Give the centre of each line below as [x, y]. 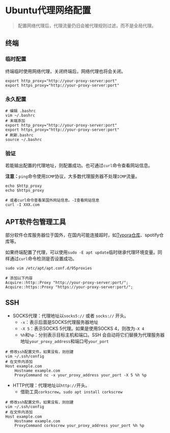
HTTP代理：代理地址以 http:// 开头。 [51, 385]
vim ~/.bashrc [20, 115]
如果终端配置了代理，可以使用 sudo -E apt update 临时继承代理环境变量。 [81, 252]
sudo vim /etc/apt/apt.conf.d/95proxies [49, 269]
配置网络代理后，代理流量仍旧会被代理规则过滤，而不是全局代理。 [87, 26]
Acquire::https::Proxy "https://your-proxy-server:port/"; [69, 287]
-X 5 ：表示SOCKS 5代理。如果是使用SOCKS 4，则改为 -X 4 [82, 328]
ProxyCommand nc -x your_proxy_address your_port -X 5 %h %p [80, 375]
